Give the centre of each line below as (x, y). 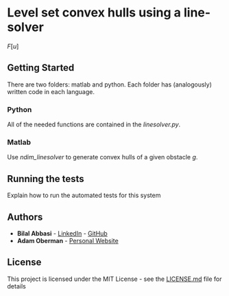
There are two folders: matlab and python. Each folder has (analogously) (110, 84)
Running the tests (46, 179)
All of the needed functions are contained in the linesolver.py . (94, 124)
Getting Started (41, 68)
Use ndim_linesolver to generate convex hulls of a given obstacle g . (103, 157)
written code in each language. (51, 91)
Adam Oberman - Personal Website (68, 240)
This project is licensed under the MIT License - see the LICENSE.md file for (114, 279)
